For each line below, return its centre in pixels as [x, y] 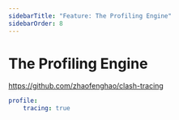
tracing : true [47, 109]
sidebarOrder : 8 [36, 24]
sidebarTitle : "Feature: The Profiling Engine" [90, 16]
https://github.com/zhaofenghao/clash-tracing [86, 86]
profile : [23, 101]
